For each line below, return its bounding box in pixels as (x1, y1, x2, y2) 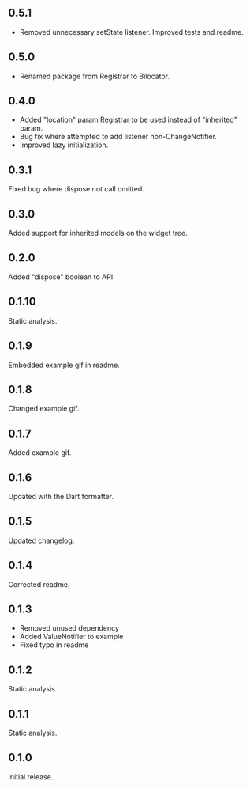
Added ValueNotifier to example (19, 632, 124, 642)
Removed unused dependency (19, 623, 120, 633)
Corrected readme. (8, 579, 70, 589)
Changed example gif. (8, 403, 80, 414)
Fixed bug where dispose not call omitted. (8, 184, 144, 194)
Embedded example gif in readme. (8, 360, 120, 369)
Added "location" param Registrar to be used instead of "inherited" (19, 115, 238, 125)
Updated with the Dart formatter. (8, 491, 114, 501)
